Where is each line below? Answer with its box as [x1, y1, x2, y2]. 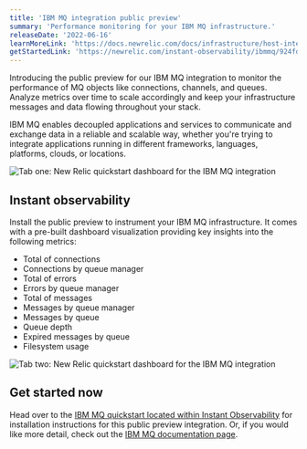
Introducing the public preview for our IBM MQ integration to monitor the [9, 72, 282, 83]
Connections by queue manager [22, 263, 144, 274]
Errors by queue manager [22, 282, 120, 293]
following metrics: [9, 235, 77, 246]
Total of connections [22, 253, 101, 265]
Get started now [9, 385, 103, 401]
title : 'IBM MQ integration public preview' [9, 13, 182, 23]
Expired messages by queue [22, 330, 131, 342]
